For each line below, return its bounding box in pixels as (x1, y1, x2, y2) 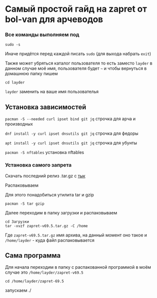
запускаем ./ (5, 287, 32, 294)
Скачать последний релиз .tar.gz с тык (5, 172, 86, 179)
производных (5, 121, 33, 127)
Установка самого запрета (5, 162, 72, 169)
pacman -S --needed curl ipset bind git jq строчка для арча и (5, 116, 136, 122)
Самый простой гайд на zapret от (5, 3, 147, 15)
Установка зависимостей (5, 103, 87, 111)
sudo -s (5, 43, 21, 47)
